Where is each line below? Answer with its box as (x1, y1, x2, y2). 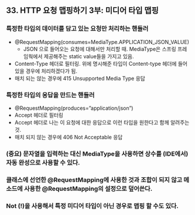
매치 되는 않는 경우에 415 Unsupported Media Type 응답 (14, 75, 145, 82)
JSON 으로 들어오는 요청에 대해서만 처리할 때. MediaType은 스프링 (23, 45, 177, 52)
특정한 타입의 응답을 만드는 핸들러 (6, 90, 95, 99)
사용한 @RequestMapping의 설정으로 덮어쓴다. (24, 184, 153, 193)
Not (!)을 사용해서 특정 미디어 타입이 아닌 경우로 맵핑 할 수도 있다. (6, 201, 179, 210)
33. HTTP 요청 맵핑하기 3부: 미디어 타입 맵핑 (6, 5, 159, 16)
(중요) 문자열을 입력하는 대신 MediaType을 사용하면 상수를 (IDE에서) (6, 149, 189, 157)
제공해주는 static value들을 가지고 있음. (43, 52, 134, 60)
